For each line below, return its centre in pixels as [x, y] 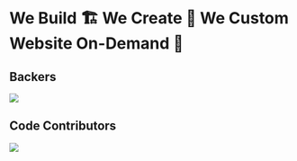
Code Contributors [63, 126]
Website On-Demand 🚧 [97, 44]
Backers [33, 77]
